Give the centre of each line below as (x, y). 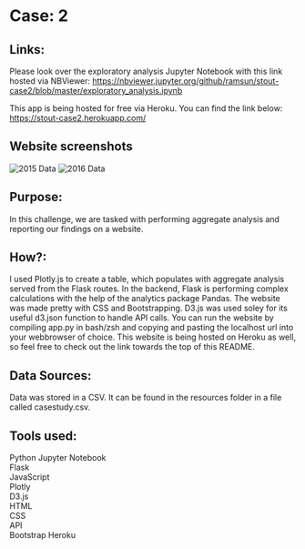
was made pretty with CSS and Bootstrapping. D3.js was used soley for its (149, 308)
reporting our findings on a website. (76, 229)
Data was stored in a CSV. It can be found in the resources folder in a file (146, 398)
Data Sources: (51, 376)
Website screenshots (71, 147)
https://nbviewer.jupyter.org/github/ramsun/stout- (186, 81)
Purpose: (36, 197)
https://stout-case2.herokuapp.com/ (78, 118)
